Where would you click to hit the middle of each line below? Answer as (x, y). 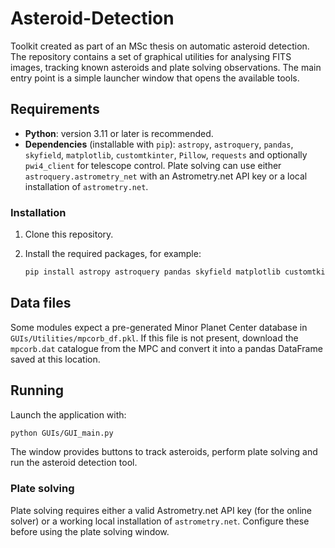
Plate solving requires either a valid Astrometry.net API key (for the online (161, 510)
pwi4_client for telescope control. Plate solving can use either (153, 165)
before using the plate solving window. (90, 531)
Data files (41, 303)
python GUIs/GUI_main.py (62, 433)
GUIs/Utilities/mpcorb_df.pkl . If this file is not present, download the (154, 338)
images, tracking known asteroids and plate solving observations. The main (166, 67)
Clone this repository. (69, 234)
